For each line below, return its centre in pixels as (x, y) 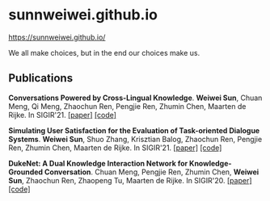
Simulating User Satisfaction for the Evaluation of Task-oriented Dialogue (134, 130)
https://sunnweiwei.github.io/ (57, 37)
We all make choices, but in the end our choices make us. (104, 52)
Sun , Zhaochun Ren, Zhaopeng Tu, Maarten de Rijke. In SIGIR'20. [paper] (130, 180)
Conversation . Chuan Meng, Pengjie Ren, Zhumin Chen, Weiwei (152, 172)
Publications (41, 78)
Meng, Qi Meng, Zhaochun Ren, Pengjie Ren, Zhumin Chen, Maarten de (127, 106)
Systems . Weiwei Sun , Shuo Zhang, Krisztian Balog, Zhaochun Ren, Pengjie (135, 139)
